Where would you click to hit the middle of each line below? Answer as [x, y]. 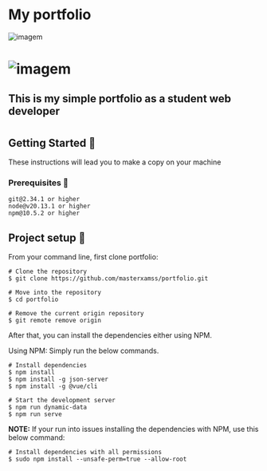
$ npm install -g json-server [59, 380]
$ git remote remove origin [55, 321]
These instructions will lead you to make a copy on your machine [115, 162]
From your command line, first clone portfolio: [83, 257]
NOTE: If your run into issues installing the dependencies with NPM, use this [133, 429]
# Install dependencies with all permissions [85, 453]
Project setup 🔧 [47, 237]
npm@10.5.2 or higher [44, 213]
